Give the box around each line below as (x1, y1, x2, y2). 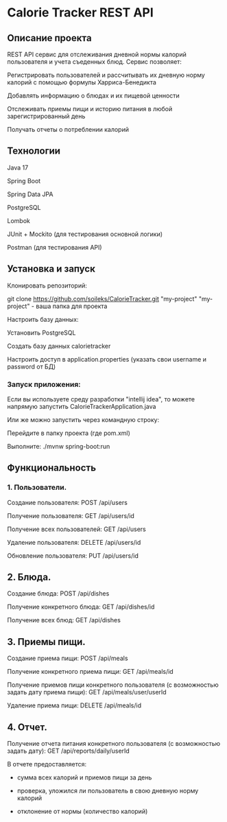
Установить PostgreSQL (7, 328, 76, 337)
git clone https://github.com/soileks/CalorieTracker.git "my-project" (7, 294, 198, 303)
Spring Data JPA (7, 190, 53, 198)
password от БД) (7, 362, 56, 371)
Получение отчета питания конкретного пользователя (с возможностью (7, 740, 221, 748)
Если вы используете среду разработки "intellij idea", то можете (7, 395, 195, 403)
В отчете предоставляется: (7, 760, 87, 768)
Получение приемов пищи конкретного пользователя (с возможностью (7, 681, 219, 689)
